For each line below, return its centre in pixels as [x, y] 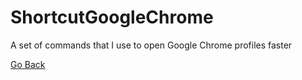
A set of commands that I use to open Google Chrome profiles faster [151, 45]
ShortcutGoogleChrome [112, 17]
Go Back [28, 64]
